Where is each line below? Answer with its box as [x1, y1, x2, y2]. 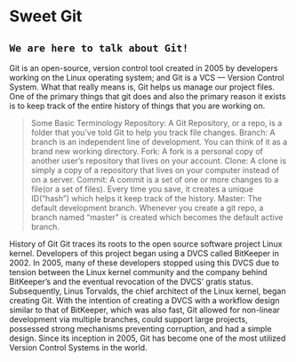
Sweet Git [9, 6, 83, 27]
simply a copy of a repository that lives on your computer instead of [30, 165, 280, 175]
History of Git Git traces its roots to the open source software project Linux [9, 239, 283, 249]
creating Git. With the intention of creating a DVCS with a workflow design [9, 295, 280, 305]
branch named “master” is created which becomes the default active [30, 212, 284, 223]
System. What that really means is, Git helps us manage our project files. [9, 82, 276, 92]
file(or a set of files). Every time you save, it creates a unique [30, 184, 254, 194]
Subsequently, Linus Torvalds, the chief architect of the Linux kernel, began [9, 286, 286, 296]
